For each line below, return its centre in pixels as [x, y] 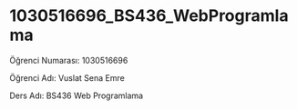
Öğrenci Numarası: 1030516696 [69, 60]
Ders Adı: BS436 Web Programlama [77, 95]
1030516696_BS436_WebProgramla [149, 16]
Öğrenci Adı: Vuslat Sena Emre [67, 77]
